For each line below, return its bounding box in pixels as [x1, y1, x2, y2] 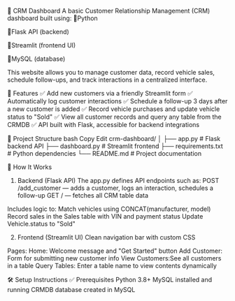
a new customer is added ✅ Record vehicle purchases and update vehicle [7, 105, 220, 113]
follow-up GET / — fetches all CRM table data [17, 191, 149, 199]
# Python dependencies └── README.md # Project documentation [7, 149, 201, 157]
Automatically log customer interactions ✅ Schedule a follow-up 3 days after [7, 97, 228, 105]
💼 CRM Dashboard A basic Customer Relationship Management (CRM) [7, 7, 211, 15]
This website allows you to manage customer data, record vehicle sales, [7, 68, 215, 76]
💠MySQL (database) [7, 54, 66, 63]
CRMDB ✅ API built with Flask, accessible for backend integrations [7, 121, 200, 129]
